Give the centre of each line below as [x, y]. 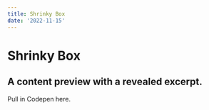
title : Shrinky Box [36, 14]
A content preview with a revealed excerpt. [105, 82]
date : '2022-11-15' [36, 21]
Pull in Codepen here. [39, 99]
